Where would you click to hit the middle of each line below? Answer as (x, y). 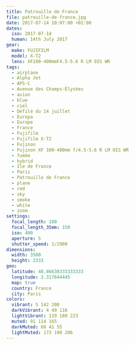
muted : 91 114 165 (34, 321)
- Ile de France (32, 167)
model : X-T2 (26, 56)
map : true (23, 283)
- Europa (22, 117)
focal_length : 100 (34, 222)
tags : (13, 67)
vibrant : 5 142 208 (36, 305)
